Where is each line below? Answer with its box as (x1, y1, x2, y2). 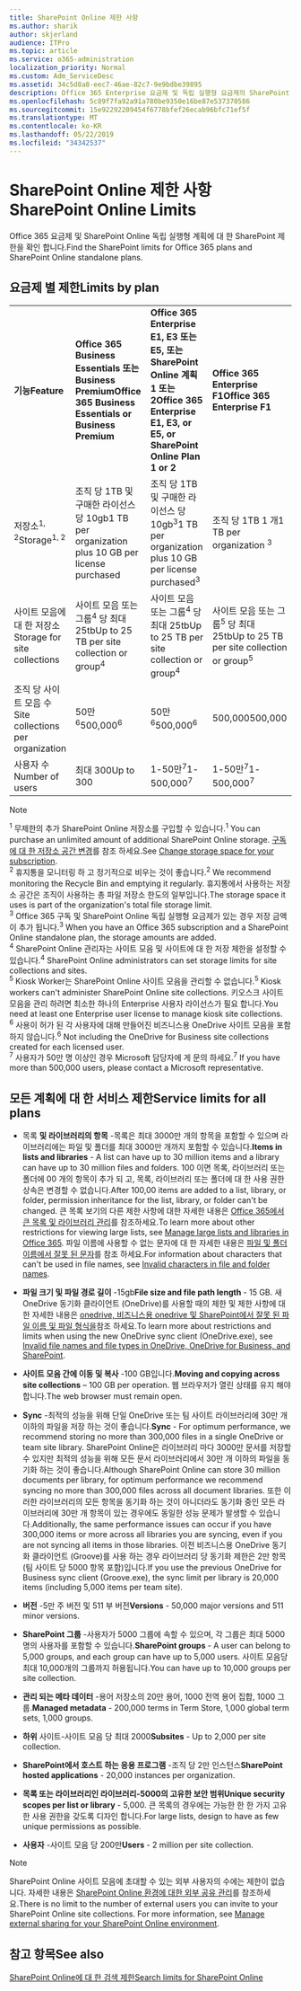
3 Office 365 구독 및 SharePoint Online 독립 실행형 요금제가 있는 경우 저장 (9, 909, 271, 921)
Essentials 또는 (74, 361, 140, 374)
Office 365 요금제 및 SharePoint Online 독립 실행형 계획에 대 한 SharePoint (9, 230, 276, 241)
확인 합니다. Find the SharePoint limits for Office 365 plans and (25, 242, 253, 252)
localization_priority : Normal (9, 64, 126, 73)
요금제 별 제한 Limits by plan (9, 280, 159, 296)
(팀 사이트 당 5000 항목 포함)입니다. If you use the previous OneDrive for (21, 1562, 282, 1573)
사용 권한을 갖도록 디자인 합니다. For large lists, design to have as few (31, 1811, 279, 1822)
